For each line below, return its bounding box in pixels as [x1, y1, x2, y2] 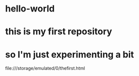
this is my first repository [5, 26, 112, 37]
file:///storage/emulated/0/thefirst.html [5, 65, 85, 71]
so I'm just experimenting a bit [5, 48, 134, 60]
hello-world [5, 3, 55, 14]
